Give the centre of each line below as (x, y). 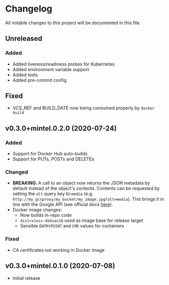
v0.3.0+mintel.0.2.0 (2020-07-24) (61, 128)
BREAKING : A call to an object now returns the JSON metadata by (81, 183)
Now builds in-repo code (46, 215)
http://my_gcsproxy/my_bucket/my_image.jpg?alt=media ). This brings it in (88, 199)
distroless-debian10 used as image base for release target (81, 220)
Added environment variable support (51, 69)
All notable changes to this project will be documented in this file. (73, 23)
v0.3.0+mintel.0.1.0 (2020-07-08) (60, 266)
